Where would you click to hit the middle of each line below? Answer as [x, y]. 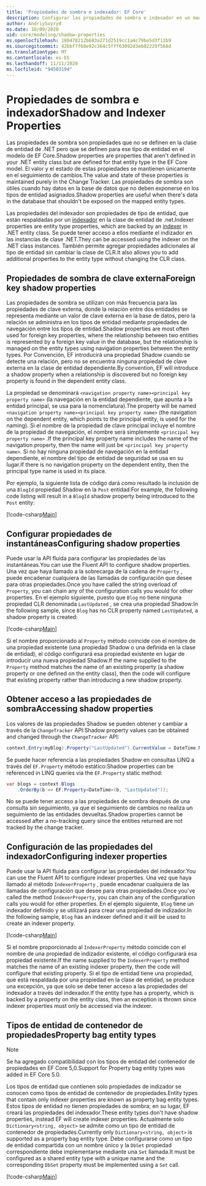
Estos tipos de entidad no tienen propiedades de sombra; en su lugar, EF [98, 1106]
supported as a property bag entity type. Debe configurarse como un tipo [99, 1139]
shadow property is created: [42, 617]
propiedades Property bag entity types [81, 1035]
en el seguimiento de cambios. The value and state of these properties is [97, 175]
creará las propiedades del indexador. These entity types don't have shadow [102, 1113]
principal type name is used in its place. [56, 471]
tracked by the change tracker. [45, 827]
